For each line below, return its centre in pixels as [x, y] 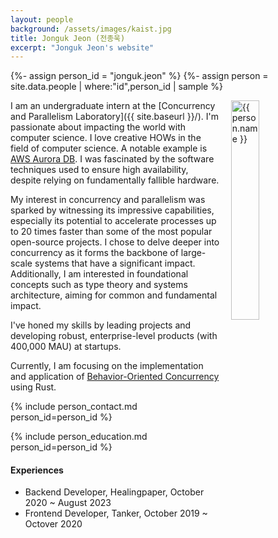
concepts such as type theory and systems [99, 285]
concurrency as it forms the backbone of [94, 253]
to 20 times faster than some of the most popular [111, 232]
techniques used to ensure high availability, [99, 170]
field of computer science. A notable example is [109, 148]
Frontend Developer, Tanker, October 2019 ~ [116, 513]
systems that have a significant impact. [115, 263]
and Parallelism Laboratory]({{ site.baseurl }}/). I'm [114, 117]
